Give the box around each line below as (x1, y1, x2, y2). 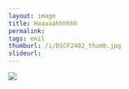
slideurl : (8, 49, 42, 57)
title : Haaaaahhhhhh (8, 19, 79, 28)
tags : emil (8, 34, 45, 43)
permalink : (8, 27, 45, 35)
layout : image (8, 11, 57, 20)
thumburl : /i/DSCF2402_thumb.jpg (8, 42, 122, 50)
